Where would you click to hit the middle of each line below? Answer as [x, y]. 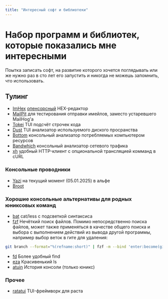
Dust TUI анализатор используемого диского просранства [75, 130]
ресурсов [23, 141]
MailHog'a [23, 119]
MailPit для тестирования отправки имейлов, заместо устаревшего [84, 114]
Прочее [15, 280]
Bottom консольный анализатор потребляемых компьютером [78, 135]
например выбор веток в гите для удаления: [60, 237]
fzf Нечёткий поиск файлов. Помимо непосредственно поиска [80, 221]
